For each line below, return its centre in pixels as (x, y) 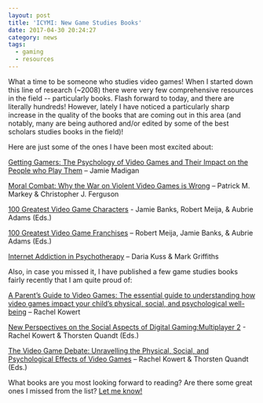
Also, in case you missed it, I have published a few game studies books (123, 271)
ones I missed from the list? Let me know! (75, 390)
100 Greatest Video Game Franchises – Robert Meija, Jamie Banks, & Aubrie (131, 233)
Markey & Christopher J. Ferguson (64, 194)
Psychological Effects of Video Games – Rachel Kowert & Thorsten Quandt (128, 359)
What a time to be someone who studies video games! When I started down (131, 81)
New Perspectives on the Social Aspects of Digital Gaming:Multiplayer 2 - (127, 327)
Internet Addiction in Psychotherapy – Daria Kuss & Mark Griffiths (113, 256)
